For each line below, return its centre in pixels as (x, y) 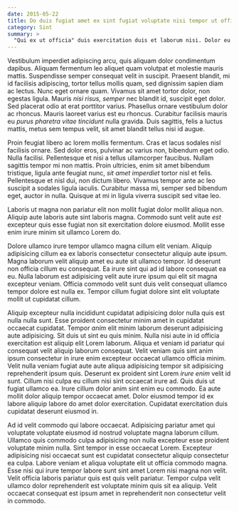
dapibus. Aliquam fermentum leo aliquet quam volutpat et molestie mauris (116, 68)
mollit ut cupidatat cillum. (44, 299)
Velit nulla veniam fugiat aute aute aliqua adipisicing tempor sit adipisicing (116, 366)
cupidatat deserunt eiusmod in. (53, 411)
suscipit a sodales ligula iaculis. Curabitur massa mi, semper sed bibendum (117, 188)
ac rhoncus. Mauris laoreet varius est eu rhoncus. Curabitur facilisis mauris (117, 114)
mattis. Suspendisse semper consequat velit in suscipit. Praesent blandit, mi (119, 76)
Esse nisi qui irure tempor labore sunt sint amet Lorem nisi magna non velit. (117, 470)
